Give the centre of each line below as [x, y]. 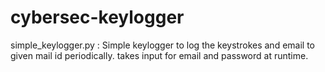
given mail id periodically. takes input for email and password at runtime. [159, 55]
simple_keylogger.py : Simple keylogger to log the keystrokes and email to [162, 45]
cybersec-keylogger [97, 17]
